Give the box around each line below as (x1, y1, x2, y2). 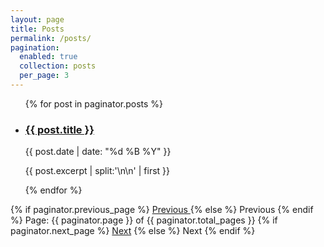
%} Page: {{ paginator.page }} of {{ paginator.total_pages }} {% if (10, 214, 278, 226)
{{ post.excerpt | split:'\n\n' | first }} (24, 165, 171, 177)
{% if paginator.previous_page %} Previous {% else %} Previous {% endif (10, 204, 314, 216)
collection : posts (19, 61, 97, 71)
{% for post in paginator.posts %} (24, 97, 164, 110)
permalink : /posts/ (10, 33, 92, 43)
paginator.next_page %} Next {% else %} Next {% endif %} (10, 225, 256, 237)
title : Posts (10, 24, 65, 34)
